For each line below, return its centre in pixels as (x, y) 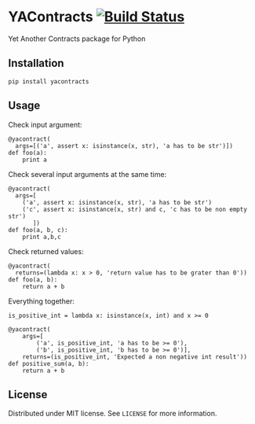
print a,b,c (42, 237)
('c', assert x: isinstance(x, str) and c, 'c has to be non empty (135, 209)
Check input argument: (45, 124)
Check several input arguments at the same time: (87, 174)
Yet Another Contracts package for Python (77, 39)
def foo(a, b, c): (38, 230)
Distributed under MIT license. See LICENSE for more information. (113, 414)
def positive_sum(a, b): (49, 363)
